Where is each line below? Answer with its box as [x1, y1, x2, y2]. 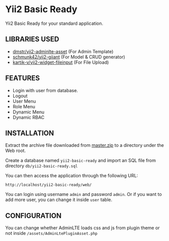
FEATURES [5, 74, 40, 83]
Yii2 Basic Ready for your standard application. [5, 20, 103, 26]
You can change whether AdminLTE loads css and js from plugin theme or [5, 225, 160, 231]
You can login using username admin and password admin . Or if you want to [5, 191, 162, 197]
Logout [12, 93, 28, 99]
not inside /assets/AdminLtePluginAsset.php [5, 230, 98, 236]
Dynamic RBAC [12, 114, 45, 120]
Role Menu [12, 103, 36, 109]
